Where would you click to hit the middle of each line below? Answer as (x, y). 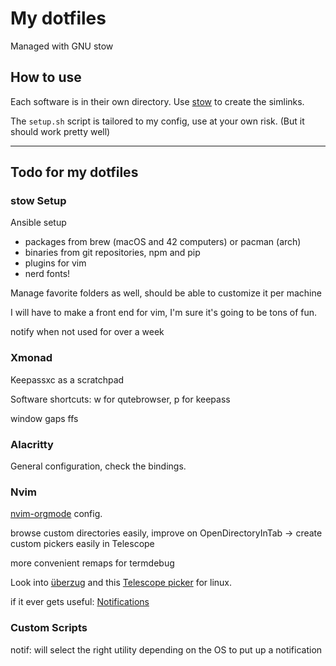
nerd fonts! (47, 274)
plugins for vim (55, 263)
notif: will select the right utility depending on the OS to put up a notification (166, 649)
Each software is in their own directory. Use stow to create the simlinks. (157, 101)
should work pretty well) (60, 131)
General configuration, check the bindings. (98, 466)
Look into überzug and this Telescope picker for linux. (121, 583)
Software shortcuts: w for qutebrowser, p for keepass (120, 399)
